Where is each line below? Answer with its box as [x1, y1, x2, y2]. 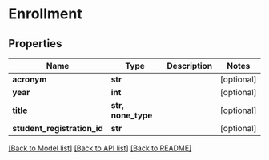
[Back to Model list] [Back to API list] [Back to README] [8, 143, 192, 153]
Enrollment [8, 5, 82, 23]
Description [167, 61, 213, 71]
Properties [8, 37, 62, 50]
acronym [12, 74, 47, 85]
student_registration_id [12, 123, 104, 134]
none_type [110, 110, 153, 121]
